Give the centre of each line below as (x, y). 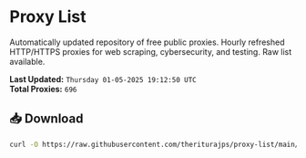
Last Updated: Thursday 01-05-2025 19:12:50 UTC (103, 79)
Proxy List (48, 17)
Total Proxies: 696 (43, 89)
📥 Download (46, 119)
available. (27, 61)
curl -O (24, 144)
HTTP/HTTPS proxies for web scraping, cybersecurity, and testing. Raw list (151, 51)
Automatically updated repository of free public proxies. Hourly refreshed (147, 42)
